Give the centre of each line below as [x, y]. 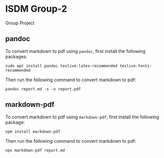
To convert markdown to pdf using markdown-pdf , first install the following [82, 117]
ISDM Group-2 [36, 9]
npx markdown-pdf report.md [35, 150]
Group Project [20, 23]
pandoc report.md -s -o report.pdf [43, 89]
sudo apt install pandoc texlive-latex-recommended [61, 66]
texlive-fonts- [136, 66]
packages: [16, 56]
